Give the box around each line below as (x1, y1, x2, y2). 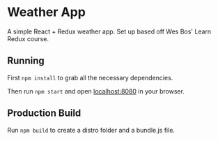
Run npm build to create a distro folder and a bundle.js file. (7, 126, 176, 134)
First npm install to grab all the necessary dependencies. (7, 73, 173, 82)
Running (7, 55, 45, 67)
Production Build (7, 107, 81, 119)
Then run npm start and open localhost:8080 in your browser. (7, 87, 185, 95)
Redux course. (7, 34, 49, 43)
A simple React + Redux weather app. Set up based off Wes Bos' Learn (7, 27, 212, 36)
